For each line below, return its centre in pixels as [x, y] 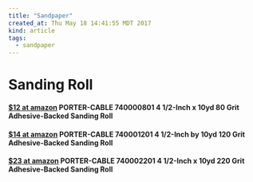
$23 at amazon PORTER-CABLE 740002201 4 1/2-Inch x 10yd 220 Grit [126, 161]
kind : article [32, 30]
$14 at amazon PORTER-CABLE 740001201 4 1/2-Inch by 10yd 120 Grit [127, 134]
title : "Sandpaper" [41, 16]
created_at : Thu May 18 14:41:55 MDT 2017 [80, 23]
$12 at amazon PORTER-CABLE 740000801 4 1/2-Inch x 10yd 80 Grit [124, 107]
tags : [17, 38]
